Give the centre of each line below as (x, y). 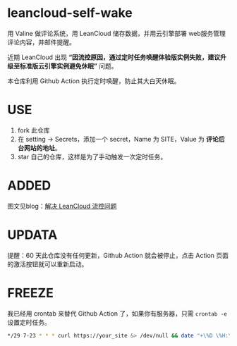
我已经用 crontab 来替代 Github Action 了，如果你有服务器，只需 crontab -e (117, 313)
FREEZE (31, 293)
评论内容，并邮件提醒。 (41, 42)
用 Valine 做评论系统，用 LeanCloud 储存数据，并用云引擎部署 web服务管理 (116, 33)
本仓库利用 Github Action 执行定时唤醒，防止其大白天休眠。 (94, 81)
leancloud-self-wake (70, 13)
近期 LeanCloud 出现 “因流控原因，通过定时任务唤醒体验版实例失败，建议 (114, 57)
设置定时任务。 (29, 322)
